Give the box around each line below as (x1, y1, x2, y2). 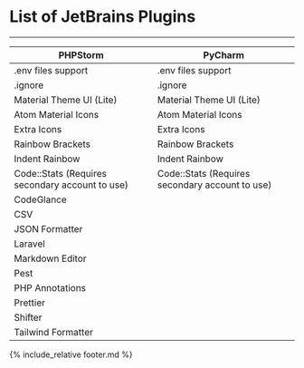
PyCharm (203, 48, 244, 61)
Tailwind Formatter (14, 325, 93, 338)
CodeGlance (14, 193, 68, 206)
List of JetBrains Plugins (9, 6, 196, 27)
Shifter (14, 311, 43, 324)
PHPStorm (58, 48, 104, 61)
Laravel (14, 237, 45, 250)
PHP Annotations (14, 281, 87, 294)
